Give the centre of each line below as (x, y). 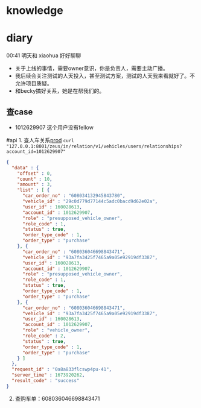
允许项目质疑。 (33, 83)
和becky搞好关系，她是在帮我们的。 (60, 91)
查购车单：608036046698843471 (57, 398)
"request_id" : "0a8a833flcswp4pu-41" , (62, 369)
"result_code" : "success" (46, 381)
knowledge (35, 11)
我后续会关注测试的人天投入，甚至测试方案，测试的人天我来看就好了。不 (105, 76)
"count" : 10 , (35, 179)
